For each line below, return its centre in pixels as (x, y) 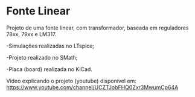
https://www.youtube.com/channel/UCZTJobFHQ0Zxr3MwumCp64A (92, 87)
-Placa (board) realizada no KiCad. (49, 69)
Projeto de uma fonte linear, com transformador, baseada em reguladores (97, 28)
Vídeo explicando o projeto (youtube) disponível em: (72, 81)
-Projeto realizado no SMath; (42, 57)
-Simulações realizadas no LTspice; (50, 46)
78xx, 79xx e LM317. (31, 34)
